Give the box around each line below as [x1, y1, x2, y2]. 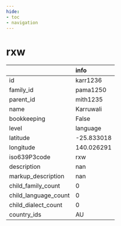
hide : [6, 8, 19, 15]
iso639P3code [9, 153, 51, 161]
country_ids [9, 211, 41, 219]
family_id [9, 86, 34, 94]
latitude [9, 134, 30, 142]
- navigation [6, 19, 38, 25]
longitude [9, 143, 35, 152]
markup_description [9, 172, 65, 181]
